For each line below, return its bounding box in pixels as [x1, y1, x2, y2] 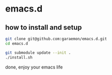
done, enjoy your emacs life [5, 64, 63, 70]
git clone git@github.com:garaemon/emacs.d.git [5, 36, 107, 41]
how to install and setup [5, 23, 82, 32]
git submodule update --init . [5, 50, 71, 55]
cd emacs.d [5, 41, 28, 46]
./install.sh [5, 55, 33, 60]
